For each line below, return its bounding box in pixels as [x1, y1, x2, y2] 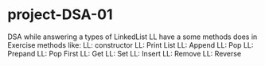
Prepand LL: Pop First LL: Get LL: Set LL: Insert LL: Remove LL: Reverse [7, 49, 242, 58]
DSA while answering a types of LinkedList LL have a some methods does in [7, 32, 258, 41]
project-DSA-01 [7, 6, 113, 24]
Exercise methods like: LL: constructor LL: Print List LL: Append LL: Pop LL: [7, 40, 254, 49]
